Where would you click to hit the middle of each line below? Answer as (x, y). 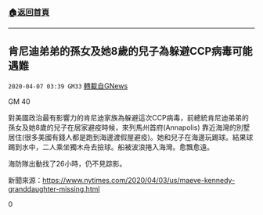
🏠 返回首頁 (29, 12)
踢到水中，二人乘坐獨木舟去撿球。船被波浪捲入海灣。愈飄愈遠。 (111, 147)
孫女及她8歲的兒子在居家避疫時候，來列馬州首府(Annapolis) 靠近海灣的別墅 (129, 127)
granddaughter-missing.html (54, 189)
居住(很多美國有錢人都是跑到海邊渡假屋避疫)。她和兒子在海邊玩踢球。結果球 (131, 138)
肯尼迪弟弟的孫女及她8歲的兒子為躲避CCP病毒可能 (130, 51)
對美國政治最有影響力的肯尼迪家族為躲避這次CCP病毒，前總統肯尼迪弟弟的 (128, 118)
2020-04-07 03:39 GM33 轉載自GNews (68, 86)
